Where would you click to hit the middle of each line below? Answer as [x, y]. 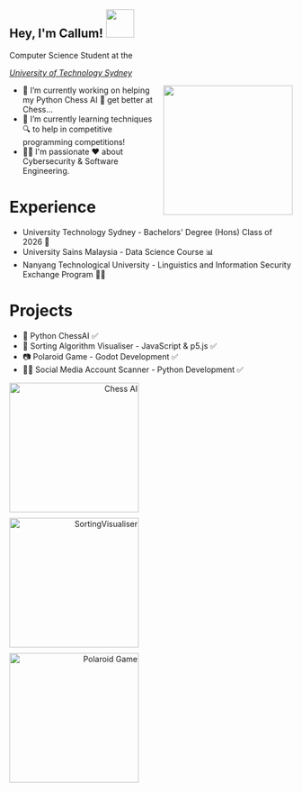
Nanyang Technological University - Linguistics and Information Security [157, 264]
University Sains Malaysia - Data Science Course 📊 [118, 251]
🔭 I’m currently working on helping [86, 90]
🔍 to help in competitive [67, 129]
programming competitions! [74, 141]
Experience [53, 207]
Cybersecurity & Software [70, 161]
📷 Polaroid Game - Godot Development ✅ [100, 356]
